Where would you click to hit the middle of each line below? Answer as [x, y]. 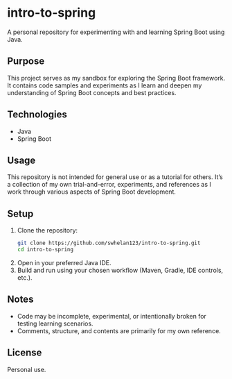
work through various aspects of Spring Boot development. [92, 192]
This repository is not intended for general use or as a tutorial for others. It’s [115, 177]
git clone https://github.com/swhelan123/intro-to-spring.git [109, 243]
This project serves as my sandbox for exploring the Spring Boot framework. [116, 78]
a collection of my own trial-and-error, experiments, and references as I [109, 185]
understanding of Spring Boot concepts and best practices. [92, 92]
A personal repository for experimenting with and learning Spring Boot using [116, 32]
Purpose [26, 61]
